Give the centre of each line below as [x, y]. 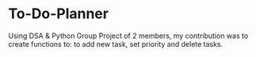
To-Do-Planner [59, 14]
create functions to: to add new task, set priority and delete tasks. [116, 44]
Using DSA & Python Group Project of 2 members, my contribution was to [128, 36]
